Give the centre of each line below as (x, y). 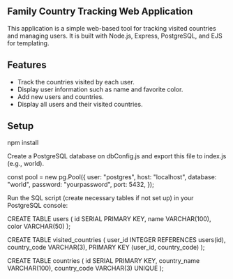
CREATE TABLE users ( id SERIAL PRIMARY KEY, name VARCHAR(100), (109, 219)
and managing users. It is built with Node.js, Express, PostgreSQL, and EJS (115, 36)
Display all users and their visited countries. (80, 104)
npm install (23, 143)
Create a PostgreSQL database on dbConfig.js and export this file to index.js (117, 156)
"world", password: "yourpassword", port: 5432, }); (81, 185)
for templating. (28, 43)
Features (27, 65)
